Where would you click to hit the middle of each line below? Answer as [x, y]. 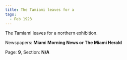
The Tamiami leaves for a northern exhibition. [51, 33]
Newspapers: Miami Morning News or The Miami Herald [64, 43]
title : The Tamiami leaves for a [40, 10]
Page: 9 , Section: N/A [27, 52]
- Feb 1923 [21, 19]
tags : [11, 14]
